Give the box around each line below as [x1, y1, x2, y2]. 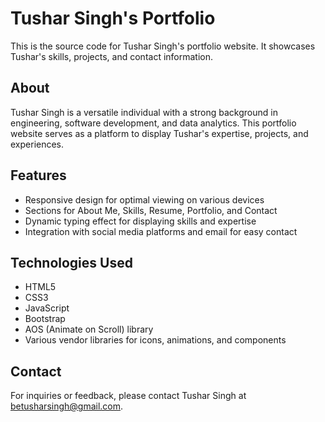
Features [10, 167, 67, 184]
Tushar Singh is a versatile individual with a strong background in [10, 106, 278, 118]
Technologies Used [10, 254, 133, 271]
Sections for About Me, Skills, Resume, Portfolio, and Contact [24, 204, 278, 216]
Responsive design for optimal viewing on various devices [24, 193, 265, 206]
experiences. [10, 138, 65, 150]
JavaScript [24, 302, 70, 314]
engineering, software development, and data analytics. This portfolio [10, 117, 297, 129]
